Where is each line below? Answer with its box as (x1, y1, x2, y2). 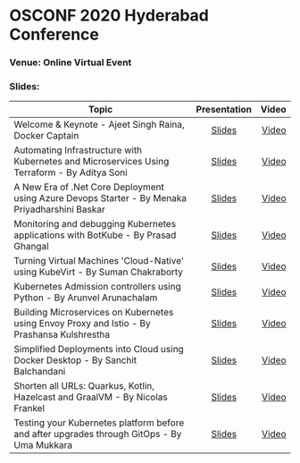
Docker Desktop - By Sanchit (13, 354, 137, 366)
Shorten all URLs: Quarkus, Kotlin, (13, 380, 154, 392)
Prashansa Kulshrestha (13, 328, 110, 341)
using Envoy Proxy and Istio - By (13, 317, 152, 330)
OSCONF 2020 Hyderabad (9, 5, 210, 26)
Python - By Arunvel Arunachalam (13, 291, 158, 304)
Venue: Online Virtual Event (9, 56, 132, 69)
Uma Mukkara (13, 439, 73, 451)
